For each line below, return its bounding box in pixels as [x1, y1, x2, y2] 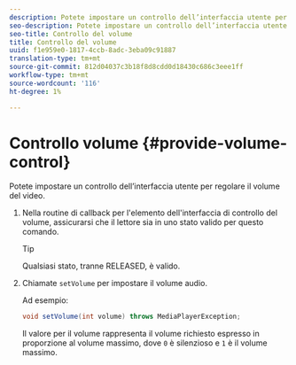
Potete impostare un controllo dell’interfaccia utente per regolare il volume [9, 181, 281, 191]
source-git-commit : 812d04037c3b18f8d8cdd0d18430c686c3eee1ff [9, 63, 244, 72]
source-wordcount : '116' [9, 79, 101, 88]
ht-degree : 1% [9, 87, 62, 96]
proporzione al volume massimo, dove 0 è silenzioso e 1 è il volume [21, 338, 268, 348]
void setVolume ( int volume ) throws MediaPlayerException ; [21, 312, 241, 322]
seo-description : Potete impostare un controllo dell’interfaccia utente [9, 21, 288, 30]
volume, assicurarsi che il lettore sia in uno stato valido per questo [21, 217, 264, 228]
